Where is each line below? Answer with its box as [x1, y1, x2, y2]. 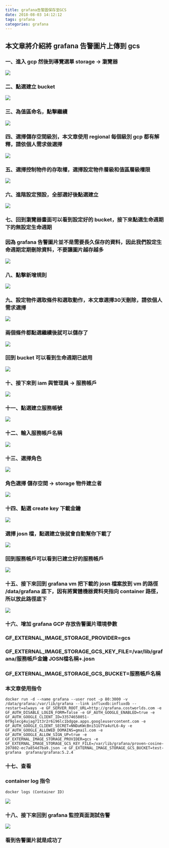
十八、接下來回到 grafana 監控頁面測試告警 [5, 812, 110, 819]
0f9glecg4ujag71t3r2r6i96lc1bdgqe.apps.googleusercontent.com [5, 719, 139, 724]
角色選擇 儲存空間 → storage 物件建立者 [5, 480, 102, 487]
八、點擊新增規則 [5, 272, 47, 279]
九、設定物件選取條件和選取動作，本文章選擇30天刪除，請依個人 [5, 296, 163, 303]
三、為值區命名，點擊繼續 [5, 108, 68, 115]
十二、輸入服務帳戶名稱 [5, 430, 62, 437]
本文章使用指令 [5, 685, 42, 692]
